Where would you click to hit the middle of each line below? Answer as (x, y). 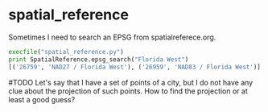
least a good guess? (42, 99)
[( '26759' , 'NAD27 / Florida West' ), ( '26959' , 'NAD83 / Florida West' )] (135, 67)
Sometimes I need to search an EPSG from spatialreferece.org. (112, 37)
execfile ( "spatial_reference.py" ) (66, 52)
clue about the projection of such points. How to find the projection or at (128, 91)
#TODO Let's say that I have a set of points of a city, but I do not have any (131, 82)
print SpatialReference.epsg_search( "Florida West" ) (99, 59)
